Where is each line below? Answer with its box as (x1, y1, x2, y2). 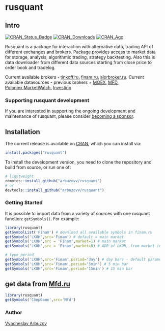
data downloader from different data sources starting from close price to (5, 60, 152, 65)
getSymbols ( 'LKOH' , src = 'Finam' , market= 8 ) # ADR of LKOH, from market (5, 243, 155, 249)
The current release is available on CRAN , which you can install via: (5, 141, 141, 147)
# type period (5, 253, 34, 258)
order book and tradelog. (5, 65, 55, 70)
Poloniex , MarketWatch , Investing (5, 85, 72, 90)
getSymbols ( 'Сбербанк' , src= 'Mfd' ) (5, 298, 76, 302)
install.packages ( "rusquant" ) (5, 150, 67, 155)
